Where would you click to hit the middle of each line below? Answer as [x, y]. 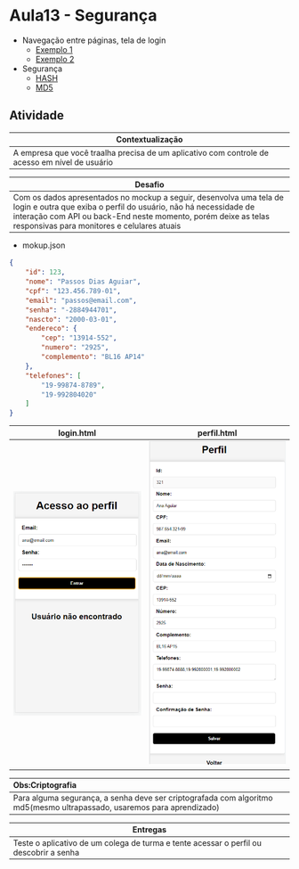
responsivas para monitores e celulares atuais [97, 225]
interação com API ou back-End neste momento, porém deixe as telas [141, 216]
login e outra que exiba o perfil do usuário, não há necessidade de [134, 207]
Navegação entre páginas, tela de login [94, 40]
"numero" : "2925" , [75, 348]
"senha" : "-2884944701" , [71, 310]
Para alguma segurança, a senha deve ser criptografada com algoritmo [143, 798]
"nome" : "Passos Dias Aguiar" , [83, 282]
